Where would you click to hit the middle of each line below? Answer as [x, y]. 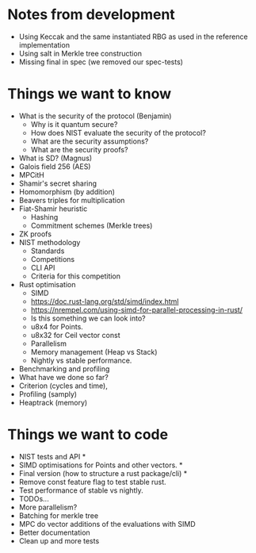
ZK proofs [35, 234]
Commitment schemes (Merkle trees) [92, 225]
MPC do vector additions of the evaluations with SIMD [107, 524]
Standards [48, 251]
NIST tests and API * [52, 456]
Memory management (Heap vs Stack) [94, 351]
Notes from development [91, 15]
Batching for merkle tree [59, 515]
